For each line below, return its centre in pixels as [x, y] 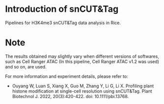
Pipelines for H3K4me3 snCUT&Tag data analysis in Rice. [63, 23]
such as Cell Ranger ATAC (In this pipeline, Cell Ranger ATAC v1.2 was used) [82, 61]
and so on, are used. [26, 67]
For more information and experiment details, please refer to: [67, 76]
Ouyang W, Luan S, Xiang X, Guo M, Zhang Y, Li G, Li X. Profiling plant [83, 86]
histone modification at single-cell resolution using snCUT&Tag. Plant [82, 91]
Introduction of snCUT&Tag [62, 9]
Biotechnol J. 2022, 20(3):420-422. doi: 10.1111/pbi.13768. [70, 96]
